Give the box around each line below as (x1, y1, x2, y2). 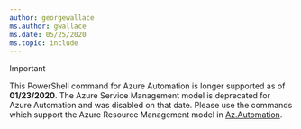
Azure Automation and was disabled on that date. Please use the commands (9, 100, 293, 111)
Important (9, 63, 46, 74)
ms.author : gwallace (9, 22, 87, 31)
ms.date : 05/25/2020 (9, 30, 87, 39)
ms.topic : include (9, 38, 78, 48)
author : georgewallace (9, 13, 95, 23)
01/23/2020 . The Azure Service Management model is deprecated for (9, 90, 270, 101)
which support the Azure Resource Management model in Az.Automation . (9, 109, 283, 120)
